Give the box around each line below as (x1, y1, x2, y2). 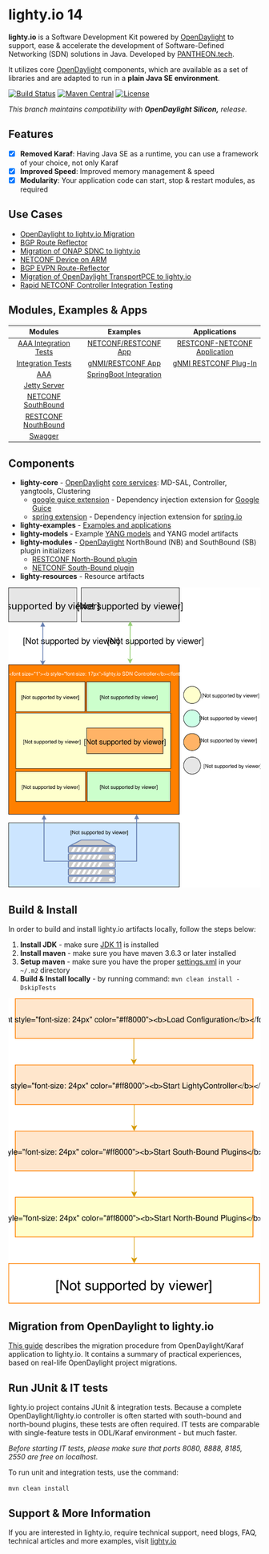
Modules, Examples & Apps (8, 303, 148, 318)
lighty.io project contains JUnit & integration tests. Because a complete (8, 1402, 242, 1412)
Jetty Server (23, 381, 65, 391)
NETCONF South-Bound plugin (31, 563, 134, 573)
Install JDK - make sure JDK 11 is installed (19, 940, 159, 949)
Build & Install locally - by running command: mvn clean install (19, 973, 233, 983)
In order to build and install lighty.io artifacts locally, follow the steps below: (8, 924, 256, 933)
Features (8, 127, 54, 141)
